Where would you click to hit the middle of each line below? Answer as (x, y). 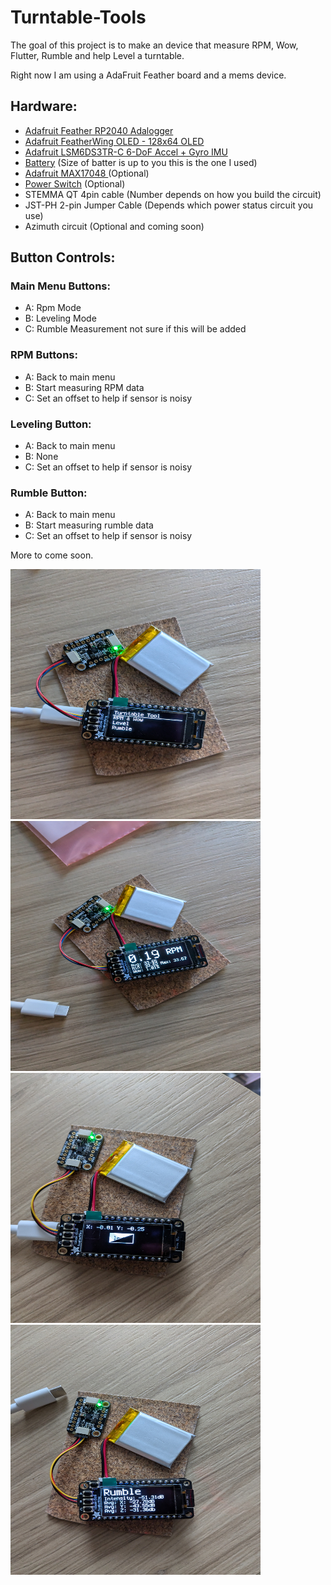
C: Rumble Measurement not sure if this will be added (135, 329)
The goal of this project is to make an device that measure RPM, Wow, (154, 45)
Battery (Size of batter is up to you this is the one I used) (141, 162)
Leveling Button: (51, 424)
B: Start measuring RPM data (84, 387)
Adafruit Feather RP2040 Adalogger (99, 130)
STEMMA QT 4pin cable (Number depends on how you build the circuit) (173, 194)
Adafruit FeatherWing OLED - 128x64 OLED (114, 141)
